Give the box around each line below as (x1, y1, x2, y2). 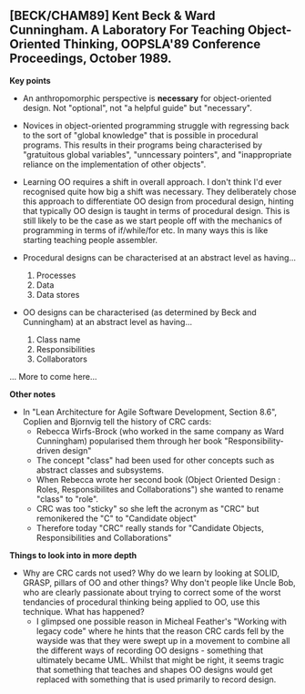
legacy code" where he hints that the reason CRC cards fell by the (36, 625, 285, 637)
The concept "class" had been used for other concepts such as (36, 454, 275, 465)
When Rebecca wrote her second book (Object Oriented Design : (36, 474, 280, 485)
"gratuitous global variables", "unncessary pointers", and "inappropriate (22, 148, 292, 159)
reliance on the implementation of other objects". (22, 158, 207, 169)
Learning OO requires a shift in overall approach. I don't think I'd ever (22, 176, 282, 187)
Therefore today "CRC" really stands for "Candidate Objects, (36, 522, 264, 533)
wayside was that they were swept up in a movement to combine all (36, 635, 290, 646)
